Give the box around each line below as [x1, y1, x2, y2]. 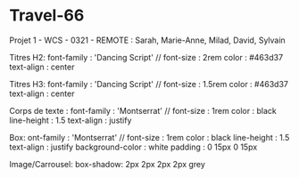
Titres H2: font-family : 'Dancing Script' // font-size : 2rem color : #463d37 [9, 52, 284, 62]
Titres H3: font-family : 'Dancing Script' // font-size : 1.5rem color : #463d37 [9, 78, 288, 89]
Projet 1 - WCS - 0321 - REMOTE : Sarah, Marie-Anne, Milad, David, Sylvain [9, 35, 286, 45]
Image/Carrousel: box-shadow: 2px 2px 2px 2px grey [9, 158, 205, 169]
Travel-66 [9, 5, 85, 26]
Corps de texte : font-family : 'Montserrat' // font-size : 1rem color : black [9, 105, 277, 116]
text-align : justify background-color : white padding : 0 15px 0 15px [9, 142, 258, 152]
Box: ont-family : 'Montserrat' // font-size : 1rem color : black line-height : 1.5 [9, 132, 290, 142]
